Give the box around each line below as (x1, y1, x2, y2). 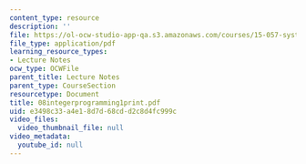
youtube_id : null (17, 140, 84, 149)
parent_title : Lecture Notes (9, 73, 120, 82)
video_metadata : (9, 132, 71, 141)
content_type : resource (9, 13, 100, 23)
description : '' (9, 22, 71, 31)
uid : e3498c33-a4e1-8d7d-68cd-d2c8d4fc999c (9, 107, 178, 116)
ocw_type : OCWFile (9, 65, 79, 74)
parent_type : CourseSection (9, 81, 117, 90)
